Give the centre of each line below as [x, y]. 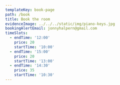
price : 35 [24, 70]
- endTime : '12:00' [30, 38]
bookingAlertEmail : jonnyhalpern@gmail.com [51, 28]
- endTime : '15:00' [30, 51]
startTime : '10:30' [34, 75]
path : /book [17, 14]
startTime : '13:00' [34, 61]
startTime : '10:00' [34, 47]
